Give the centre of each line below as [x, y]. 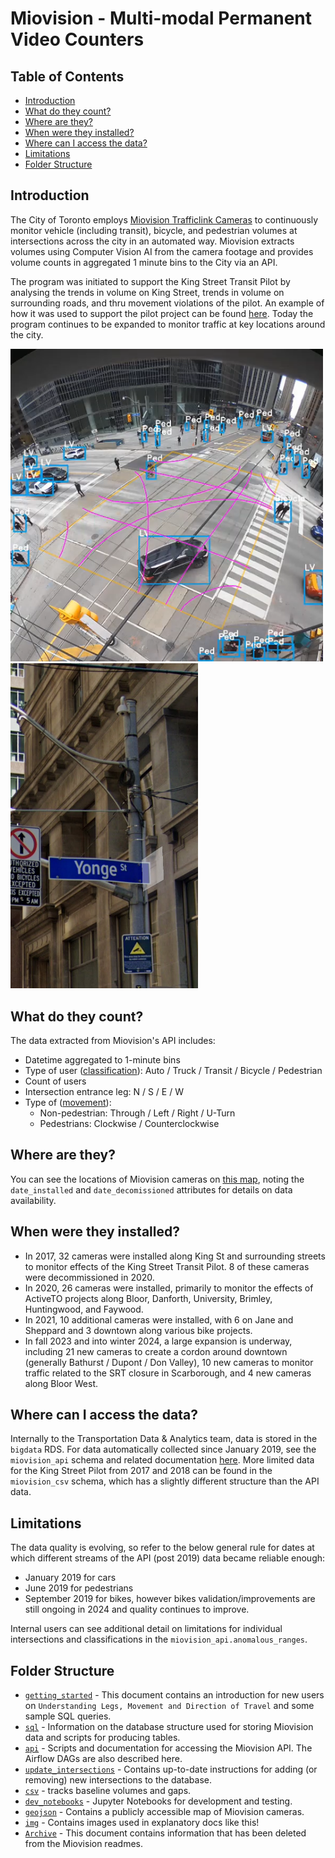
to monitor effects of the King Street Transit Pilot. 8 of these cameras [167, 1266]
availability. [33, 1200]
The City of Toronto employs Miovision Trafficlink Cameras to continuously [164, 219]
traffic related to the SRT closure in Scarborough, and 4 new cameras [168, 1373]
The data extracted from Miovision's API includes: [113, 1041]
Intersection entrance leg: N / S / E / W [104, 1092]
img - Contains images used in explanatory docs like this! [142, 1823]
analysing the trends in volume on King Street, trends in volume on [147, 292]
